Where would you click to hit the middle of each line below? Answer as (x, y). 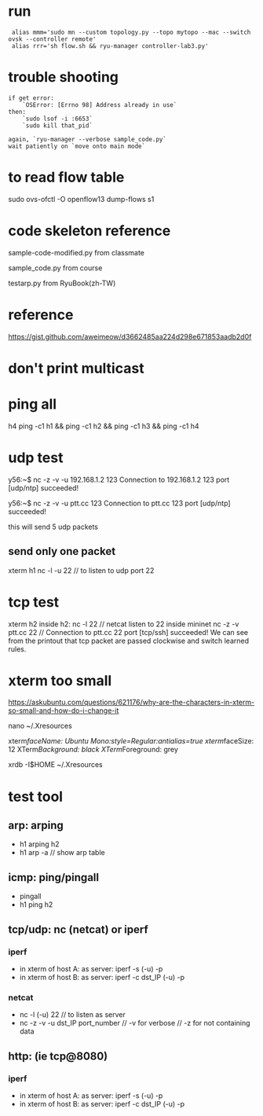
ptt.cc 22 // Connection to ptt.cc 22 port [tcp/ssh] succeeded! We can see (128, 632)
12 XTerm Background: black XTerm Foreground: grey (93, 750)
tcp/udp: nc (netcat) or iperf (79, 929)
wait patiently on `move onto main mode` (77, 146)
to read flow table (66, 177)
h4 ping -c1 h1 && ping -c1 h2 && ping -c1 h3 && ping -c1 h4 (104, 426)
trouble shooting (64, 77)
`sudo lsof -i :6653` (57, 119)
